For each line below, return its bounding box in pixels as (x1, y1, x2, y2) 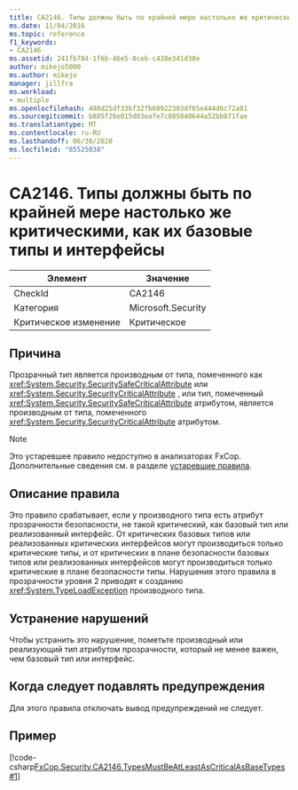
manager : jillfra (9, 79, 74, 88)
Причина (9, 345, 61, 360)
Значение (145, 272, 190, 284)
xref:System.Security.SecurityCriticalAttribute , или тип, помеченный (9, 388, 264, 399)
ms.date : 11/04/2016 (9, 21, 86, 30)
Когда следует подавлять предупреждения (9, 679, 265, 694)
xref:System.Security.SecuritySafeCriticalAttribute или (9, 379, 208, 390)
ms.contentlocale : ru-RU (9, 129, 101, 138)
